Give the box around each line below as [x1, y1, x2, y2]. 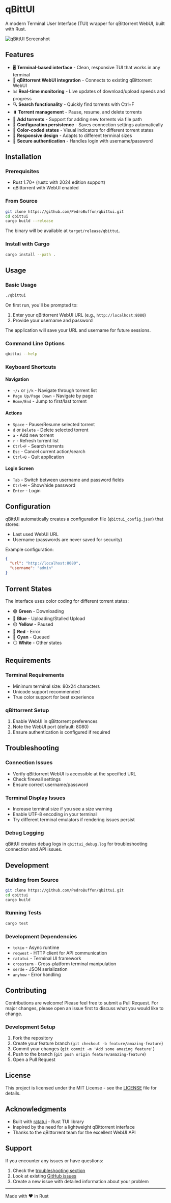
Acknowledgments [5, 1105, 67, 1113]
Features [5, 50, 34, 59]
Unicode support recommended [12, 688, 80, 694]
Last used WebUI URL [12, 531, 59, 537]
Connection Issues [5, 759, 53, 766]
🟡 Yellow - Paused [12, 621, 53, 627]
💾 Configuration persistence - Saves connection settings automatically [12, 121, 163, 128]
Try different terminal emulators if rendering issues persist [12, 816, 135, 823]
